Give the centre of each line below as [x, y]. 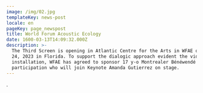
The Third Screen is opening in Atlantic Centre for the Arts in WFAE [102, 51]
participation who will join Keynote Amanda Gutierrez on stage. [96, 67]
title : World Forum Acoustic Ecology [54, 34]
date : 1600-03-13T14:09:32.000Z [47, 40]
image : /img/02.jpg [31, 12]
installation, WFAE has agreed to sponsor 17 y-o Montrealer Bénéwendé [104, 62]
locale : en [20, 23]
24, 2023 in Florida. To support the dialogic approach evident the [100, 56]
